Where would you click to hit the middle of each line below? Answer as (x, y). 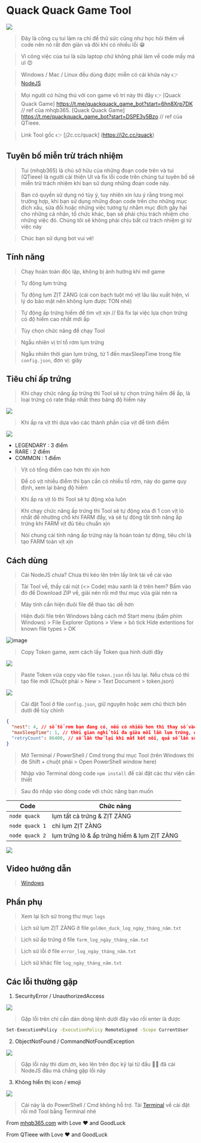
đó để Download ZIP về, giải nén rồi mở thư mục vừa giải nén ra (99, 593)
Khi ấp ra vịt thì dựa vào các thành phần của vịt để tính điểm (95, 422)
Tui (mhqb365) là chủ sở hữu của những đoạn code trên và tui (97, 170)
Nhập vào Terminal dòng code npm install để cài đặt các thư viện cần (108, 773)
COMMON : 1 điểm (38, 458)
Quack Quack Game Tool (69, 10)
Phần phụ (25, 902)
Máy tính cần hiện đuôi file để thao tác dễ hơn (77, 604)
